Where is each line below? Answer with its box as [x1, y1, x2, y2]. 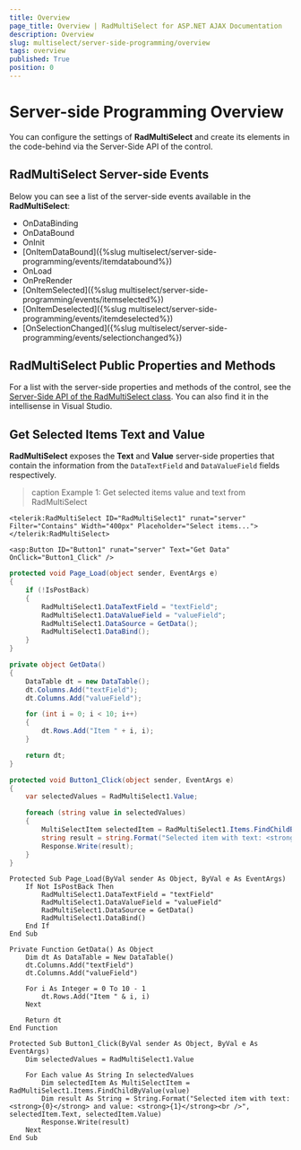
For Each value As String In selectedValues [25, 1071, 194, 1080]
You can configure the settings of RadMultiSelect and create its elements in [9, 131, 290, 142]
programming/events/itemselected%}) [21, 293, 164, 305]
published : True [9, 55, 70, 64]
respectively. [9, 470, 56, 481]
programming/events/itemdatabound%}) [21, 256, 173, 266]
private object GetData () [9, 660, 106, 669]
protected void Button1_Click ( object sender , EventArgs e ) [9, 775, 235, 785]
